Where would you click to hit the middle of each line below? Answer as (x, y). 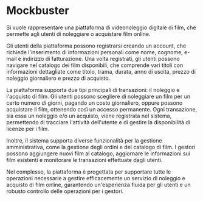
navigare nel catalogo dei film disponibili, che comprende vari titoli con (95, 65)
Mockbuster (38, 11)
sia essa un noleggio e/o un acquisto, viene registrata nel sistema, (89, 116)
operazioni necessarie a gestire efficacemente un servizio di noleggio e (96, 178)
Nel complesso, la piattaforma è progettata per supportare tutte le (89, 172)
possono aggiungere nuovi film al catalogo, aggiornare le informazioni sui (98, 153)
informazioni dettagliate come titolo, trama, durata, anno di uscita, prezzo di (101, 71)
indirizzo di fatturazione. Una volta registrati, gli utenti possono (101, 58)
